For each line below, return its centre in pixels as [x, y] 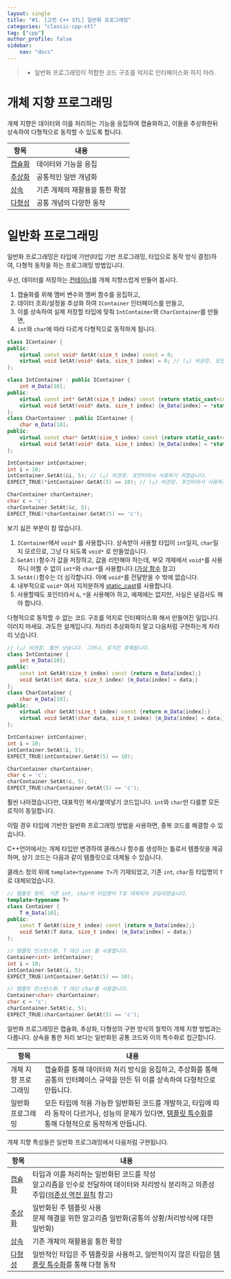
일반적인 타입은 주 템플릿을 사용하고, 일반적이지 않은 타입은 [122, 1254]
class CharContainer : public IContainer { [70, 419]
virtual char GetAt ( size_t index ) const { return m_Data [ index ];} [115, 712]
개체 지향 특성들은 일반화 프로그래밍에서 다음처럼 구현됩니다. [88, 1142]
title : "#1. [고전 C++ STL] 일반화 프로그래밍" [69, 20]
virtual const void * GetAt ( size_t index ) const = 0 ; [97, 355]
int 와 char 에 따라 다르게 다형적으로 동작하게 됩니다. [87, 329]
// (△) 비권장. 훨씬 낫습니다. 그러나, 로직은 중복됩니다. [79, 648]
